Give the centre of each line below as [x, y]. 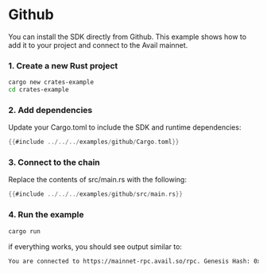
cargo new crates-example [51, 82]
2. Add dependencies [50, 110]
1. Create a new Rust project [63, 65]
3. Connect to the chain [54, 162]
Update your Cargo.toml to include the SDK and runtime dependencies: [125, 127]
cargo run [25, 231]
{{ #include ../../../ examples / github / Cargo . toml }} [94, 142]
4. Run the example [46, 215]
